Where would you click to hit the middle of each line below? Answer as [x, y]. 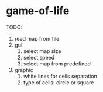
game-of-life [38, 11]
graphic [24, 70]
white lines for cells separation [60, 76]
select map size [42, 51]
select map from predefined [57, 64]
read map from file [37, 38]
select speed [39, 57]
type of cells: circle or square [59, 82]
